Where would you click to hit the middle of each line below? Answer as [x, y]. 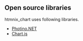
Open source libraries [38, 8]
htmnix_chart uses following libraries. [42, 19]
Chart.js [19, 33]
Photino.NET [24, 29]
